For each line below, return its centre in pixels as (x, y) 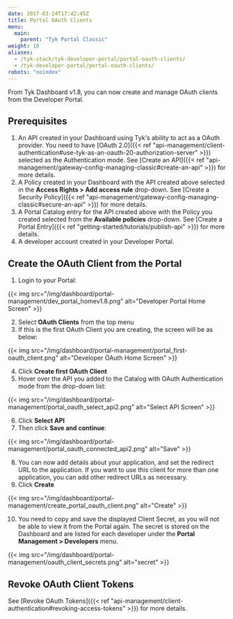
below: (27, 337)
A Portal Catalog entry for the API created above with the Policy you (115, 212)
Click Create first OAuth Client (62, 372)
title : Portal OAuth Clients (50, 20)
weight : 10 (24, 46)
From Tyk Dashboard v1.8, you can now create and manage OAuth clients (113, 92)
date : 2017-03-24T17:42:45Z (49, 14)
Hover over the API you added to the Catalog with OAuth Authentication (120, 379)
